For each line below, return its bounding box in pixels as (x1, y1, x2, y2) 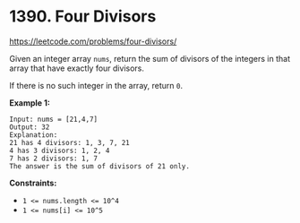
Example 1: (9, 97, 51, 108)
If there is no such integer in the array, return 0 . (9, 80, 184, 90)
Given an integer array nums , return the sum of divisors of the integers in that (9, 53, 291, 64)
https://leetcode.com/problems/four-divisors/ (9, 36, 177, 47)
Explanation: (9, 130, 58, 140)
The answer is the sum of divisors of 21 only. (9, 161, 191, 171)
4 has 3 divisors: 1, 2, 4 (9, 146, 110, 155)
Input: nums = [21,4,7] (9, 115, 99, 124)
